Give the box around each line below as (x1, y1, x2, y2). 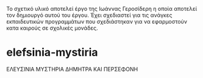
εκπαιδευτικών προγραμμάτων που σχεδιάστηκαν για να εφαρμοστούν (6, 18, 188, 25)
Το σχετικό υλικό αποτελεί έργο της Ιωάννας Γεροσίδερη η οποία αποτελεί (6, 5, 198, 12)
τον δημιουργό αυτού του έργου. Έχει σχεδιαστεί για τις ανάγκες (6, 11, 173, 19)
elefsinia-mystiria (6, 45, 99, 59)
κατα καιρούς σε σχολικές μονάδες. (6, 24, 99, 31)
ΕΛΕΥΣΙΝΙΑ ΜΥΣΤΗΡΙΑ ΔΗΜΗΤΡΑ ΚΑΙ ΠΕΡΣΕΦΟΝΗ (6, 65, 138, 73)
